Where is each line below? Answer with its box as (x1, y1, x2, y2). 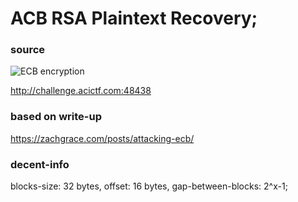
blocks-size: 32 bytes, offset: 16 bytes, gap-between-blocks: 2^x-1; (10, 180, 288, 192)
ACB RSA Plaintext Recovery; (10, 7, 258, 30)
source (10, 43, 46, 57)
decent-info (10, 157, 70, 171)
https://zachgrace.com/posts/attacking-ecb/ (10, 132, 195, 144)
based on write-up (10, 110, 102, 124)
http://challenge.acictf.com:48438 (10, 85, 152, 97)
